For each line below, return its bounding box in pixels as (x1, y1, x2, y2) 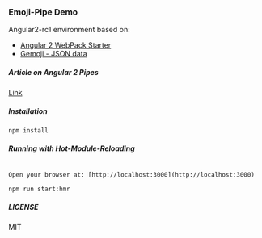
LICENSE (8, 202, 39, 211)
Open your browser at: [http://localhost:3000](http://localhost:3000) (8, 171, 255, 179)
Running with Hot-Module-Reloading (8, 144, 135, 153)
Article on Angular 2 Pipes (8, 67, 99, 77)
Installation (8, 106, 48, 115)
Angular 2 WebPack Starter (19, 40, 112, 50)
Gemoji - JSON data (19, 49, 87, 59)
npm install (8, 127, 49, 135)
